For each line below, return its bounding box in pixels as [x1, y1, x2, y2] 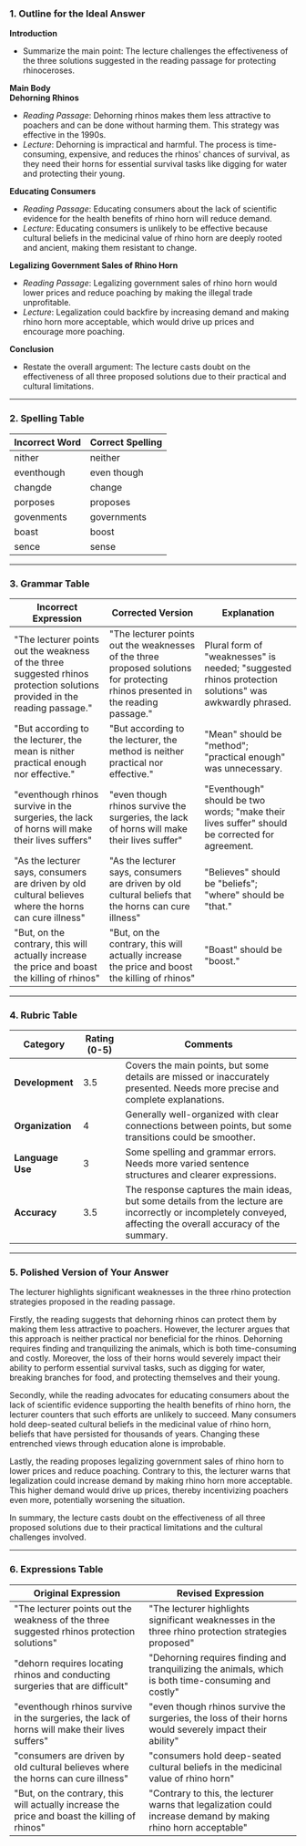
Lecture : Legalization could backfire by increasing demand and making [22, 306, 290, 317]
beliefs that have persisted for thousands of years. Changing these [9, 1428, 260, 1439]
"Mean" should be [204, 728, 282, 741]
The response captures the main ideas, [125, 1184, 292, 1197]
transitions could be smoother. [125, 1131, 256, 1144]
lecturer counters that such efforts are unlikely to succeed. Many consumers [9, 1409, 297, 1420]
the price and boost [108, 960, 193, 973]
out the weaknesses [108, 638, 196, 651]
